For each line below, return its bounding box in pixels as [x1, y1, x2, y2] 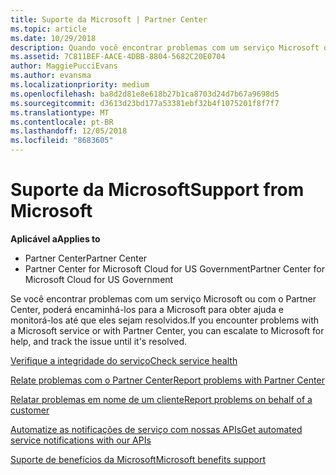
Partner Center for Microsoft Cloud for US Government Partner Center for [24, 262, 325, 275]
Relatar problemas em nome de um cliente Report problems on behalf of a [10, 393, 313, 405]
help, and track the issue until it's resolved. [10, 335, 188, 347]
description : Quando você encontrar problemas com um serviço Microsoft [10, 42, 320, 53]
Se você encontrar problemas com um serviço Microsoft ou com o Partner [10, 292, 317, 305]
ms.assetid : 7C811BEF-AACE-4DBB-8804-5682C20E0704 [10, 52, 226, 62]
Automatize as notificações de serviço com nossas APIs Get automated [10, 423, 303, 435]
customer [10, 404, 50, 416]
